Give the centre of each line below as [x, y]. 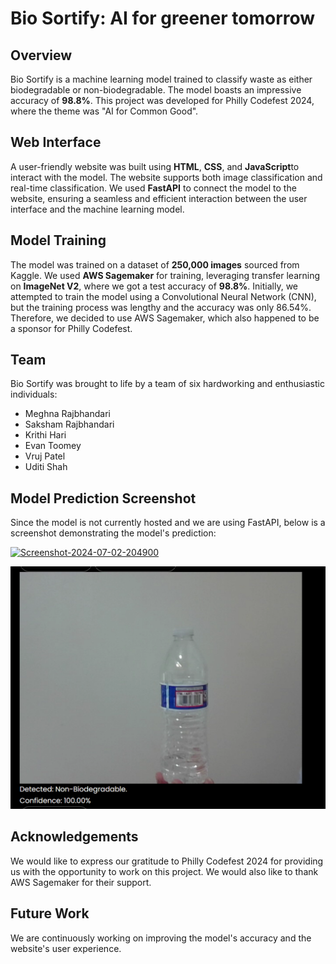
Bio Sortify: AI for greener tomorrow [163, 18]
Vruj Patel [45, 456]
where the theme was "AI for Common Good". [104, 111]
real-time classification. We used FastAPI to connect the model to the [153, 188]
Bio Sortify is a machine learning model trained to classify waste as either [161, 79]
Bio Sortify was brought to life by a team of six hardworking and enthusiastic [167, 384]
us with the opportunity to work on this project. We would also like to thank [164, 871]
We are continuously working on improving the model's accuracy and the [161, 938]
